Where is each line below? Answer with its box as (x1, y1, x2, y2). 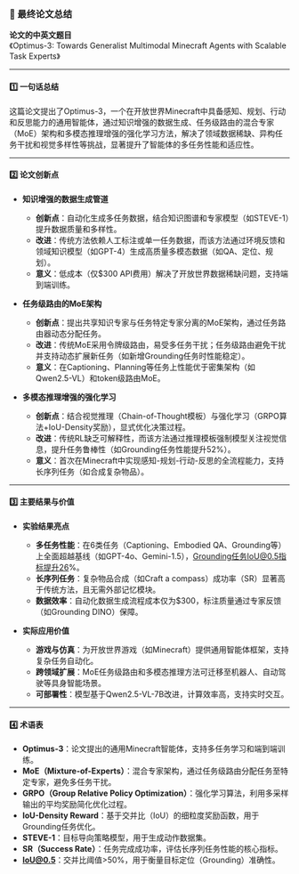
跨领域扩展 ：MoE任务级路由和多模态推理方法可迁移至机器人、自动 (35, 666, 279, 677)
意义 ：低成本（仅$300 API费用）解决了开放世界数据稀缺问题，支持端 (35, 268, 289, 279)
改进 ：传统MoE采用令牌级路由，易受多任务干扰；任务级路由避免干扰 (35, 339, 287, 350)
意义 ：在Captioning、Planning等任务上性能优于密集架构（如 (35, 361, 256, 372)
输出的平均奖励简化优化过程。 (21, 799, 132, 810)
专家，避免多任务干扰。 (29, 777, 117, 788)
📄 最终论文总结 (9, 7, 73, 20)
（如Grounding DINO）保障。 (35, 606, 143, 617)
